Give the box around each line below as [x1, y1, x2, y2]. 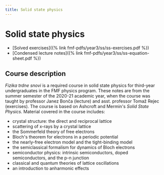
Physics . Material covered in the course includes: [5, 109, 105, 115]
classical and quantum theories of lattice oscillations [12, 160, 120, 166]
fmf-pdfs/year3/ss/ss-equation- [83, 50, 150, 56]
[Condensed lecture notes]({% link [12, 50, 83, 56]
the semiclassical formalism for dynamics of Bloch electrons [12, 144, 135, 150]
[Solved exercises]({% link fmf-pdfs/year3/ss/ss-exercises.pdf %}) [12, 45, 149, 51]
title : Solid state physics [5, 7, 63, 12]
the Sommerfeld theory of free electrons [12, 129, 95, 135]
